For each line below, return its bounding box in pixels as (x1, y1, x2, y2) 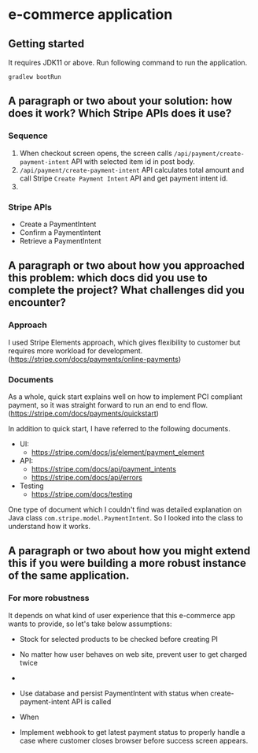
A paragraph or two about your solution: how (8, 95, 233, 108)
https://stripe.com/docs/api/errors (31, 472, 143, 482)
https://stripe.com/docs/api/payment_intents (31, 464, 177, 474)
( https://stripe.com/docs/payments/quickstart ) (8, 408, 160, 418)
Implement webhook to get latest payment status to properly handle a (19, 727, 245, 736)
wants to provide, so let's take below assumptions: (8, 619, 172, 628)
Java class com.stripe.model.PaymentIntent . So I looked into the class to (8, 513, 244, 522)
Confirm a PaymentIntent (19, 227, 101, 237)
